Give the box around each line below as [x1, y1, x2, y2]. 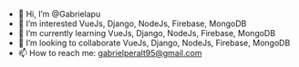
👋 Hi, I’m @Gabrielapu [17, 9, 101, 19]
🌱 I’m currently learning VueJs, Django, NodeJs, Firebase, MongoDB [17, 28, 276, 38]
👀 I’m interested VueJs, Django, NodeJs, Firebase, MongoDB [17, 18, 247, 29]
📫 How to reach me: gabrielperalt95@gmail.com [17, 48, 202, 58]
